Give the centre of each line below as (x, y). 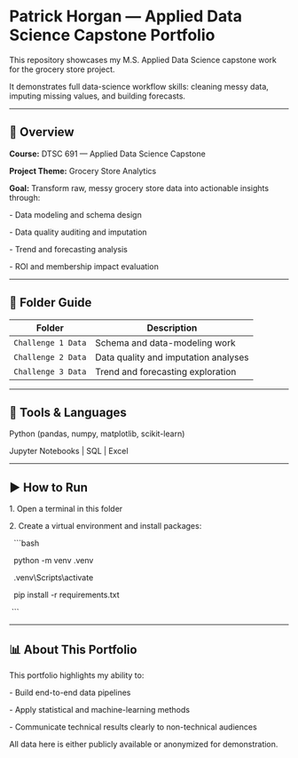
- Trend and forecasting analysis (69, 249)
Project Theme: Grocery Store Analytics (83, 171)
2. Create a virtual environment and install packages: (106, 526)
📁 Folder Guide (51, 303)
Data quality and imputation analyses (172, 357)
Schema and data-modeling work (165, 342)
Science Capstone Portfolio (112, 35)
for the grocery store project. (62, 69)
